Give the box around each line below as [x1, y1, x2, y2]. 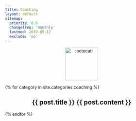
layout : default [5, 12, 38, 16]
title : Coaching [5, 7, 38, 12]
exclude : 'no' [9, 34, 38, 39]
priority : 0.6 [9, 20, 38, 26]
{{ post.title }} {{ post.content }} [32, 98, 132, 106]
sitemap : [5, 16, 23, 21]
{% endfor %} [5, 111, 33, 117]
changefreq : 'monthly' [9, 25, 55, 30]
